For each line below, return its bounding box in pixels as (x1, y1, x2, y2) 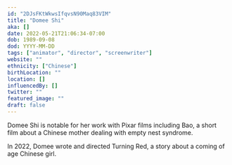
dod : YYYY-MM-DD (7, 43, 55, 50)
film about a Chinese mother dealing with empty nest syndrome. (7, 128, 193, 137)
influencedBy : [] (7, 82, 58, 89)
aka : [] (7, 23, 30, 30)
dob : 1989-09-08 (7, 37, 55, 44)
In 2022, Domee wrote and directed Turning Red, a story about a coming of (7, 142, 225, 150)
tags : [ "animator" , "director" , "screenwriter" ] (7, 50, 153, 57)
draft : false (7, 102, 46, 109)
